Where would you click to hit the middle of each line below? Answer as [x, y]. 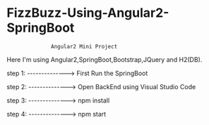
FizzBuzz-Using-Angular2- [88, 13]
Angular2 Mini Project [84, 46]
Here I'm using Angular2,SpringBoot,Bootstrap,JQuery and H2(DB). [104, 59]
